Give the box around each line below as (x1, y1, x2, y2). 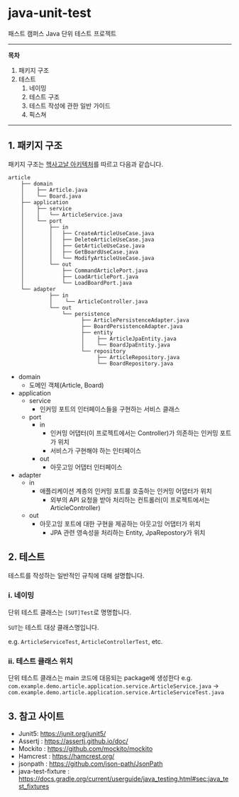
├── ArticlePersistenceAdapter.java (81, 317, 190, 324)
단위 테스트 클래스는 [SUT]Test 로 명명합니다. (8, 608, 132, 616)
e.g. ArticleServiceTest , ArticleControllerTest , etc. (8, 637, 163, 645)
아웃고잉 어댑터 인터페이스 (50, 463, 123, 471)
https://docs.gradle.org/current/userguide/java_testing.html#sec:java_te (18, 774, 229, 783)
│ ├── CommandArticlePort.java (21, 267, 148, 274)
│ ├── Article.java (21, 186, 88, 193)
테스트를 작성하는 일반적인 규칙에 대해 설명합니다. (8, 571, 145, 580)
